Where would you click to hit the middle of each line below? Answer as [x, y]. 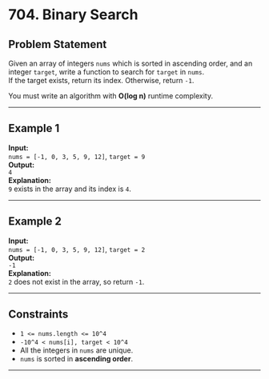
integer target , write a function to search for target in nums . [106, 72]
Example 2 [35, 221]
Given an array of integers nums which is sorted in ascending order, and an [130, 63]
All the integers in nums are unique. [76, 350]
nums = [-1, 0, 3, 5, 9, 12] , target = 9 [77, 156]
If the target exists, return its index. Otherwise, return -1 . [101, 80]
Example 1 [34, 128]
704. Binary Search [73, 15]
